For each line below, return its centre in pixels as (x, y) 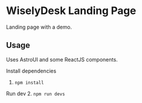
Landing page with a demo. (39, 27)
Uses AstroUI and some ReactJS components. (62, 59)
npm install (29, 83)
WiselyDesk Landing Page (71, 11)
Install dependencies (31, 71)
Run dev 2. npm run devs (36, 93)
